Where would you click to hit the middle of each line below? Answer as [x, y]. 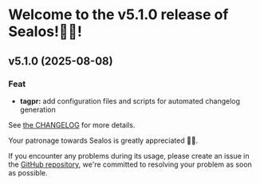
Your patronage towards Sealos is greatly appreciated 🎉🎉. [103, 140]
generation [37, 109]
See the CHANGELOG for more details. [72, 124]
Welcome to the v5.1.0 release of [118, 15]
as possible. [28, 172]
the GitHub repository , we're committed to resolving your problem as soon [130, 164]
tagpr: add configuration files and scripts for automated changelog [130, 100]
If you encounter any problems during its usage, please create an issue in [129, 155]
